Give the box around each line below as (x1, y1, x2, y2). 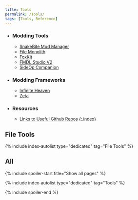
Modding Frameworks (12, 76, 66, 83)
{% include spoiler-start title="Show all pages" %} (5, 170, 106, 176)
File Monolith (19, 48, 46, 54)
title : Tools (5, 7, 32, 12)
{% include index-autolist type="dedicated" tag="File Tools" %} (5, 143, 134, 149)
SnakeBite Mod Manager (19, 44, 69, 49)
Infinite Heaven (19, 88, 50, 93)
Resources (12, 105, 39, 111)
